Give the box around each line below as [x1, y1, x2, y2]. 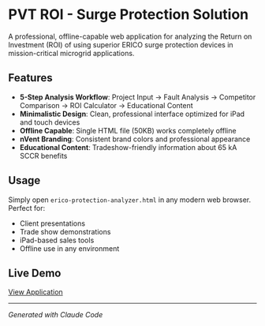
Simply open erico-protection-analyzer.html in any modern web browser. [8, 195, 252, 204]
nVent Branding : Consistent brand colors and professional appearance [19, 134, 251, 144]
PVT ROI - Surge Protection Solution [8, 6, 249, 24]
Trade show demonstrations [19, 227, 111, 236]
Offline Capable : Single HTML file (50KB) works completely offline [19, 126, 237, 135]
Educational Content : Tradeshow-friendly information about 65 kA [19, 142, 237, 152]
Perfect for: [8, 203, 46, 212]
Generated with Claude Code [8, 310, 103, 320]
